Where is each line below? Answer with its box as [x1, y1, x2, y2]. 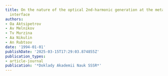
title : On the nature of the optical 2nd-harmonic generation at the [5, 7, 153, 12]
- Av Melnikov [5, 26, 35, 31]
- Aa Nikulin [5, 35, 32, 40]
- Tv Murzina [5, 30, 32, 35]
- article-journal [5, 58, 43, 63]
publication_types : [5, 53, 46, 59]
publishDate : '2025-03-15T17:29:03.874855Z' [5, 49, 99, 54]
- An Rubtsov [5, 40, 32, 45]
